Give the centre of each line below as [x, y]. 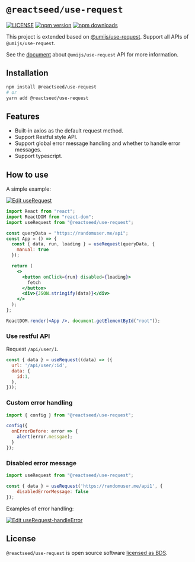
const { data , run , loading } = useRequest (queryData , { [83, 244]
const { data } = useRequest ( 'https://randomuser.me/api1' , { [84, 486]
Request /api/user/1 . [32, 349]
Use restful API [28, 336]
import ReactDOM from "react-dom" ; [50, 217]
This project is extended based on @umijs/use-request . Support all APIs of [97, 36]
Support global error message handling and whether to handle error [97, 143]
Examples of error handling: [40, 509]
